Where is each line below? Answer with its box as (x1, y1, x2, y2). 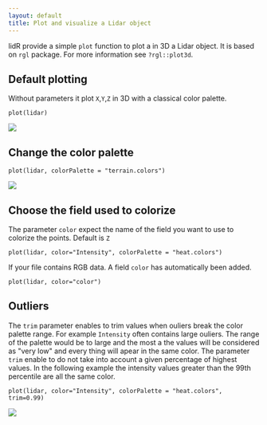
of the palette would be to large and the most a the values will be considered (8, 337, 260, 347)
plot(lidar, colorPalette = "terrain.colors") (8, 167, 166, 175)
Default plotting (8, 73, 88, 86)
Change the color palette (8, 145, 134, 159)
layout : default (8, 11, 62, 20)
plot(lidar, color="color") (8, 277, 102, 285)
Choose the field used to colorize (8, 203, 176, 217)
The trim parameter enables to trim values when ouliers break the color (8, 321, 243, 330)
